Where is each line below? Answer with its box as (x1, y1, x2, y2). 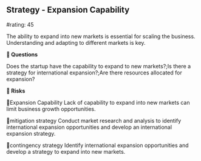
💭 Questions (6, 51, 38, 58)
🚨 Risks (6, 87, 26, 94)
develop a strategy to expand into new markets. (6, 148, 126, 155)
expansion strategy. (6, 130, 56, 137)
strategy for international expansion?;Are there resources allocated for (6, 69, 182, 76)
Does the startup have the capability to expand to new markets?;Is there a (6, 62, 191, 70)
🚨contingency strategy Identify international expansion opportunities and (6, 142, 189, 149)
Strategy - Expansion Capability (6, 5, 130, 15)
